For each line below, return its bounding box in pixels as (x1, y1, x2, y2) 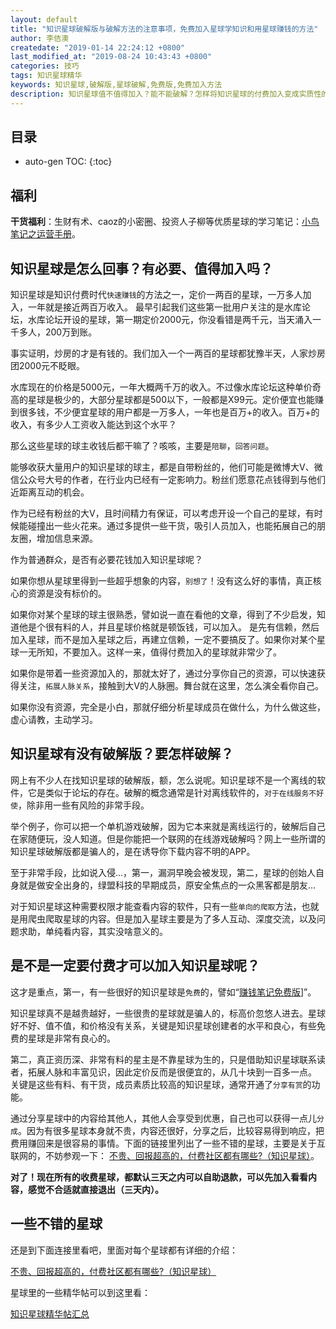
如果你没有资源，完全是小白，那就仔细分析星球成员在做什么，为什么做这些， (10, 701, 326, 713)
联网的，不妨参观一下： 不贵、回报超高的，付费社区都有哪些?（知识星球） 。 (10, 1149, 320, 1161)
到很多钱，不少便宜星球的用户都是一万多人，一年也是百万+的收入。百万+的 (10, 406, 320, 418)
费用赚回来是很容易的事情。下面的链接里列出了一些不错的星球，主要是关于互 (10, 1137, 326, 1149)
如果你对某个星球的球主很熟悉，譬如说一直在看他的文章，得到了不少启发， (10, 609, 317, 621)
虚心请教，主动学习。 (10, 714, 98, 726)
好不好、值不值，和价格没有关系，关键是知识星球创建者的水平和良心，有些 (10, 1019, 317, 1031)
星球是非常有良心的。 (27, 1032, 116, 1044)
